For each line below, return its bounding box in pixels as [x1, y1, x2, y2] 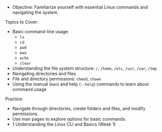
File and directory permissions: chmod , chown [12, 76, 101, 82]
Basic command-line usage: [12, 29, 70, 34]
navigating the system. [12, 9, 59, 15]
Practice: [5, 96, 24, 102]
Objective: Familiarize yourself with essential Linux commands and [12, 4, 148, 10]
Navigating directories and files [12, 71, 76, 76]
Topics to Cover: [5, 19, 39, 25]
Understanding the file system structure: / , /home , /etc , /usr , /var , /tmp [12, 65, 157, 71]
